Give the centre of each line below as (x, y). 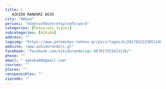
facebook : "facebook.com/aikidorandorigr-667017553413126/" (68, 51)
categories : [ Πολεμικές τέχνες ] (38, 28)
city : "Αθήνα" (20, 19)
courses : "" (17, 65)
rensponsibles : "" (24, 74)
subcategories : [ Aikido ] (31, 33)
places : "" (16, 70)
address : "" (17, 38)
